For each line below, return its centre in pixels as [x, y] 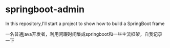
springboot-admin [45, 9]
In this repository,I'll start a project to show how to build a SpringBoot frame [85, 23]
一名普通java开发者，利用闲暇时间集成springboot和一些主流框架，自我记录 [84, 34]
